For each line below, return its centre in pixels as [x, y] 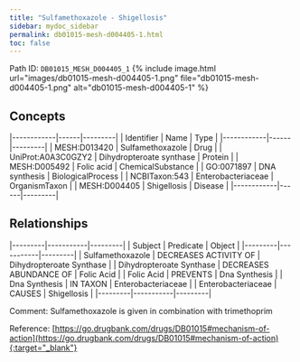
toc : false [30, 43]
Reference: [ [33, 328]
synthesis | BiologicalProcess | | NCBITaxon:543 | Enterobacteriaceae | [141, 176]
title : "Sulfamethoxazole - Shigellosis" [89, 18]
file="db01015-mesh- [220, 79]
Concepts [37, 116]
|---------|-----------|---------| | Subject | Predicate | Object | [125, 246]
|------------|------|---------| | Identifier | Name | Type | [114, 138]
